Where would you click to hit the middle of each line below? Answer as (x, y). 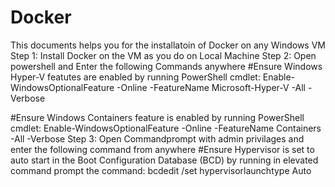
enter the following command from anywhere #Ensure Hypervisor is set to (162, 149)
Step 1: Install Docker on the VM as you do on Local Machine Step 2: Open (163, 55)
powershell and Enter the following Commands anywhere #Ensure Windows (166, 66)
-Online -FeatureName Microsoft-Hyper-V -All (211, 87)
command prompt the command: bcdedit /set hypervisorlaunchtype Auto (161, 170)
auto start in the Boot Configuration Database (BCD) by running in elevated (164, 160)
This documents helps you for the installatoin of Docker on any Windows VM (168, 45)
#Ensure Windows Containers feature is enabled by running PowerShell (157, 117)
